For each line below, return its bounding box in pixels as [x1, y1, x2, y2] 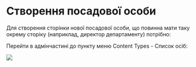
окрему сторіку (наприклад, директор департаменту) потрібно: [6, 30, 171, 37]
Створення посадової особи [6, 4, 156, 18]
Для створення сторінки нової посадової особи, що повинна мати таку [6, 24, 190, 31]
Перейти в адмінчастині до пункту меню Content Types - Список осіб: [6, 42, 188, 49]
